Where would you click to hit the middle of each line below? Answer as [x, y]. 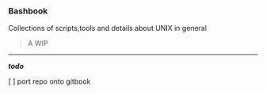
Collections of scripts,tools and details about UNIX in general [108, 28]
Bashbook [28, 11]
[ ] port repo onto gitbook [49, 81]
